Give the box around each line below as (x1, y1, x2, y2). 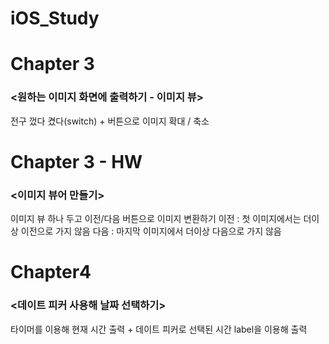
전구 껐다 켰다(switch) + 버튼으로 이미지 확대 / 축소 (10, 115, 210, 127)
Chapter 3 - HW (10, 150, 143, 173)
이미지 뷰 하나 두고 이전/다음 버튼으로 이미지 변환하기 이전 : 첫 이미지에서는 (10, 213, 302, 225)
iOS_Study (10, 7, 100, 30)
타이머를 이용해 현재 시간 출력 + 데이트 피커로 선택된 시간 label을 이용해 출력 (10, 323, 308, 335)
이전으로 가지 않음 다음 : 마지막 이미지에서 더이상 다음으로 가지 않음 (20, 225, 282, 237)
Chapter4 (10, 261, 92, 284)
